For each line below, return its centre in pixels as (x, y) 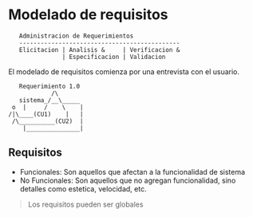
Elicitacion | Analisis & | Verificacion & (99, 49)
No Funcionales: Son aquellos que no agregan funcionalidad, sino (128, 180)
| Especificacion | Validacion (114, 57)
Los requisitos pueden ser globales (85, 204)
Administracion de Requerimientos (76, 36)
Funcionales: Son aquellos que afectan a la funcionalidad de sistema (132, 172)
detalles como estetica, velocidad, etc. (83, 188)
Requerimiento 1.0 (49, 86)
